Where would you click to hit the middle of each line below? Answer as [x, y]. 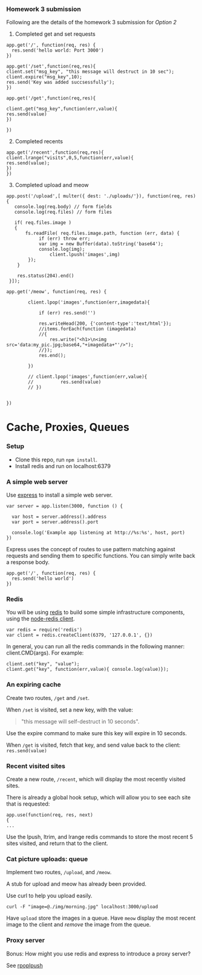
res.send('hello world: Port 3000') [58, 50]
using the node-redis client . [41, 619]
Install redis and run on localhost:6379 [63, 466]
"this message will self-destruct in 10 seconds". [80, 721]
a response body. [28, 562]
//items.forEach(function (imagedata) [87, 329]
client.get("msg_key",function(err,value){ [62, 109]
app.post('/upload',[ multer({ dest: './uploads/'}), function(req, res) [101, 196]
